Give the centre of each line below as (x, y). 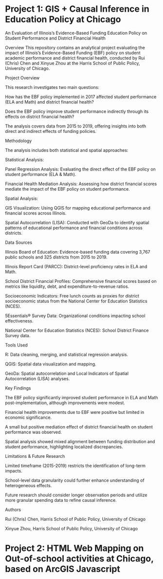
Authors (13, 510)
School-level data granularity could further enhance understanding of (75, 480)
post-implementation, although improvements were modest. (65, 403)
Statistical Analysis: (25, 159)
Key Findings (18, 388)
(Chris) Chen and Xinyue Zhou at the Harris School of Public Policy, (72, 63)
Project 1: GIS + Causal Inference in (77, 9)
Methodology (18, 141)
